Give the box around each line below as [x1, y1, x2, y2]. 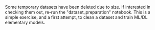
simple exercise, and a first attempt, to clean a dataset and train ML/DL [5, 15, 148, 20]
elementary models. [5, 19, 45, 25]
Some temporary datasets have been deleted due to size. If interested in [5, 4, 151, 10]
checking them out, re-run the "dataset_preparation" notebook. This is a [5, 9, 151, 15]
